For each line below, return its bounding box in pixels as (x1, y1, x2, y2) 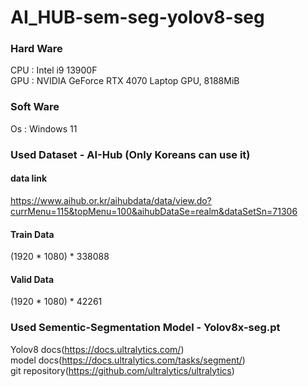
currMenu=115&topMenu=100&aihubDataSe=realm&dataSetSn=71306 (10, 205, 298, 217)
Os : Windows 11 (10, 122, 78, 135)
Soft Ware (10, 100, 60, 114)
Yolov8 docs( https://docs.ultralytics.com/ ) (10, 343, 185, 355)
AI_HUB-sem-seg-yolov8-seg (10, 6, 265, 29)
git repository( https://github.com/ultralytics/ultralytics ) (10, 364, 235, 376)
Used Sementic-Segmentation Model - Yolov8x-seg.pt (10, 321, 281, 335)
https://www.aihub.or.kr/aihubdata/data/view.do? (10, 194, 212, 206)
